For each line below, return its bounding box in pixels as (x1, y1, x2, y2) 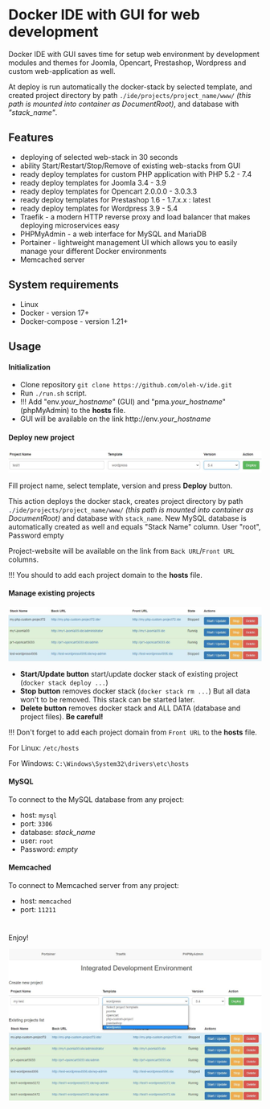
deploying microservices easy (19, 220, 120, 230)
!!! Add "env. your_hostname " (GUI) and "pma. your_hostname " (19, 397, 227, 407)
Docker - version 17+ (19, 308, 90, 317)
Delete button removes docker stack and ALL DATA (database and (19, 703, 241, 713)
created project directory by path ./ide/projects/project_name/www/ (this (8, 90, 252, 100)
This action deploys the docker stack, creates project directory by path (8, 496, 243, 505)
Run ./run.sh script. (19, 388, 87, 399)
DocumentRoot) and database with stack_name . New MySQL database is (8, 513, 247, 523)
